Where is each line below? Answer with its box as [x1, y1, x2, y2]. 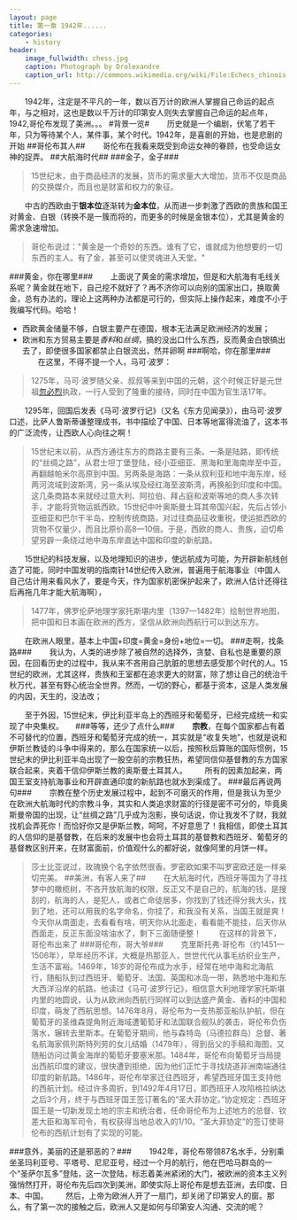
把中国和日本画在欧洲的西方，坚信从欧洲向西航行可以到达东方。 [30, 617, 263, 627]
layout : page [9, 12, 57, 22]
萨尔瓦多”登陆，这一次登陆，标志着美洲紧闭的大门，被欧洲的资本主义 [27, 1168, 280, 1178]
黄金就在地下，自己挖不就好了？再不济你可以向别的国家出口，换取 [32, 282, 272, 292]
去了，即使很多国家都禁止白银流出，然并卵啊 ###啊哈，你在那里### [21, 345, 271, 355]
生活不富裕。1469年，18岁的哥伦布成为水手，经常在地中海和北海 [30, 960, 267, 971]
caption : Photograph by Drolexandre [25, 63, 161, 72]
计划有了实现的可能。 [69, 1127, 148, 1138]
